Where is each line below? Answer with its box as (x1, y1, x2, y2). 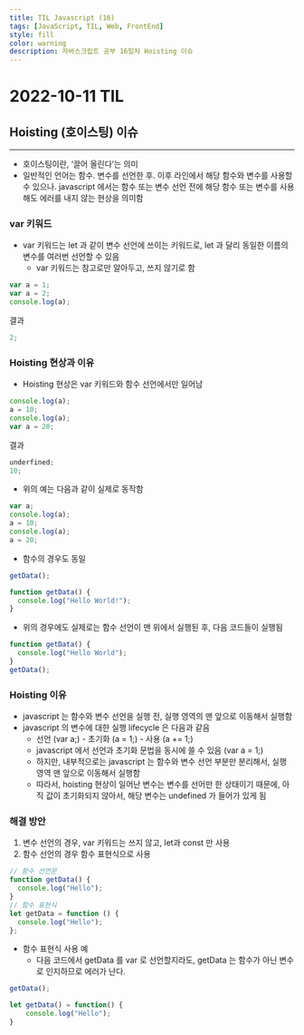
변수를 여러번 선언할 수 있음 (22, 251, 120, 262)
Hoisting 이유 (9, 688, 67, 701)
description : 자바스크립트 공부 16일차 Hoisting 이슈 (9, 47, 194, 56)
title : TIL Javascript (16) (9, 13, 116, 23)
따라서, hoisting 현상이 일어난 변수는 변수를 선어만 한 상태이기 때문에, (35, 779, 280, 790)
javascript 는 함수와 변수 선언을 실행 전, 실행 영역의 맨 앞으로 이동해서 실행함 (22, 711, 292, 722)
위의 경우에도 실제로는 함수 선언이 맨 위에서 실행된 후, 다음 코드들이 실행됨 (22, 622, 283, 633)
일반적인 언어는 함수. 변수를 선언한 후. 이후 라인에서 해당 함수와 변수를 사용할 (22, 170, 293, 181)
